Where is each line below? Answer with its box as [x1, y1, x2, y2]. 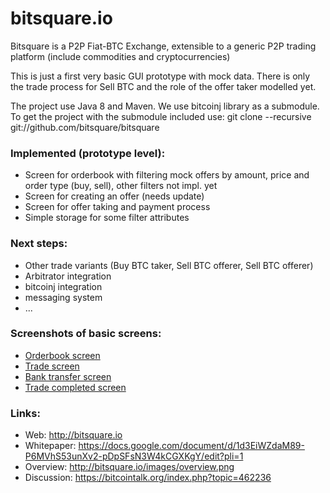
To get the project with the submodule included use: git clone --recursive [10, 110, 312, 122]
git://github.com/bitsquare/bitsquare [10, 121, 160, 133]
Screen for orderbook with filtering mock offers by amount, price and [24, 169, 310, 181]
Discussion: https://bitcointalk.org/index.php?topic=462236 [24, 472, 272, 484]
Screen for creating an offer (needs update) [24, 190, 205, 202]
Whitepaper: [24, 440, 77, 452]
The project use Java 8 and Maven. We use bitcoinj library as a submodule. [10, 100, 320, 112]
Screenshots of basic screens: [10, 327, 162, 341]
